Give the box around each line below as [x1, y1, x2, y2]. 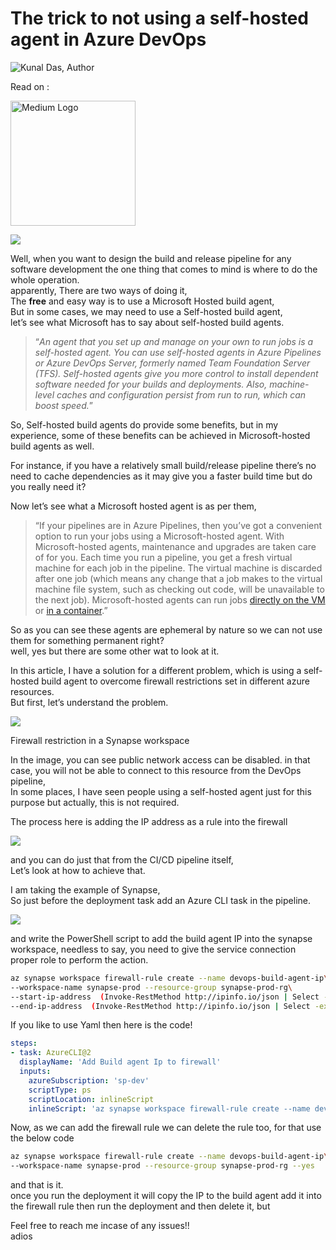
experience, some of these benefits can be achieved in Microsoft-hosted [10, 429, 311, 441]
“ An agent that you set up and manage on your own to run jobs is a [34, 335, 314, 347]
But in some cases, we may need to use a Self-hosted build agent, [10, 305, 283, 317]
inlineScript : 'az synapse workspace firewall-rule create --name [28, 1103, 311, 1114]
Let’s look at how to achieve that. [10, 864, 146, 876]
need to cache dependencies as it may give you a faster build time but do [10, 470, 313, 482]
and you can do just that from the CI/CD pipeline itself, [10, 853, 234, 866]
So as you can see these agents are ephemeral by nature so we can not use [10, 623, 323, 636]
